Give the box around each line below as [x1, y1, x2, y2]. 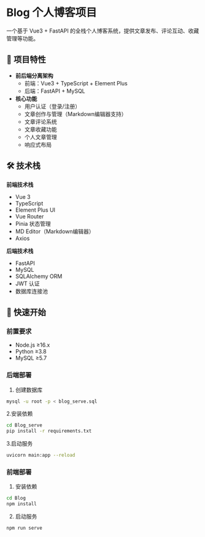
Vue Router [15, 212, 44, 220]
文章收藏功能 [24, 125, 57, 133]
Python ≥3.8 [15, 348, 47, 355]
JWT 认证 [15, 280, 40, 287]
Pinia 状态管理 [15, 220, 51, 227]
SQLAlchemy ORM [15, 272, 63, 280]
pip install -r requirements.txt [6, 428, 92, 435]
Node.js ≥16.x [15, 341, 50, 349]
